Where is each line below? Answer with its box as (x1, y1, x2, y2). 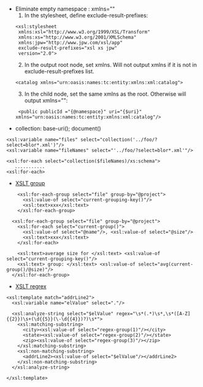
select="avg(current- (137, 261, 193, 267)
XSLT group (15, 180, 45, 186)
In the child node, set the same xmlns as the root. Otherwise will (24, 90, 186, 98)
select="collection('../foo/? (80, 137, 158, 143)
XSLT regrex (15, 283, 47, 290)
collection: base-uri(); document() (15, 125, 101, 132)
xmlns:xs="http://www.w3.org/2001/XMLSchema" (18, 34, 137, 40)
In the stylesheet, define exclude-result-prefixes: (24, 12, 148, 19)
